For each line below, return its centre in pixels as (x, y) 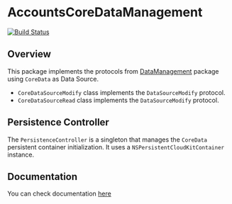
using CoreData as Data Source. (53, 79)
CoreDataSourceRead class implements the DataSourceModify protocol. (118, 100)
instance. (21, 154)
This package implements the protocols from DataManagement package (113, 71)
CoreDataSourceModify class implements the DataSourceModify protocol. (121, 92)
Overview (29, 54)
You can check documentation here (59, 194)
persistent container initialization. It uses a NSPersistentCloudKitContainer (116, 147)
